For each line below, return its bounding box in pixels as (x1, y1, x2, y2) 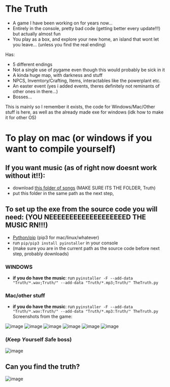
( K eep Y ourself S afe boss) (5, 336, 72, 343)
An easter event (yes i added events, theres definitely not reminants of (12, 82, 160, 89)
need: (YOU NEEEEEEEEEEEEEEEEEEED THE (5, 213, 146, 222)
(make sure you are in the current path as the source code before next (12, 245, 160, 251)
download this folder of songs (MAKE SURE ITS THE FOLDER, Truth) (12, 184, 156, 191)
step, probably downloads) (12, 251, 70, 257)
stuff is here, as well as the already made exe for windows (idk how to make (5, 109, 164, 115)
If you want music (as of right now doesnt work (5, 163, 157, 172)
